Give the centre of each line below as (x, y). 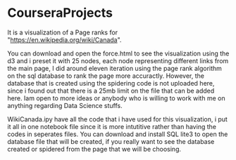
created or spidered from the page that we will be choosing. (94, 149)
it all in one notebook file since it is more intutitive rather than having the (112, 126)
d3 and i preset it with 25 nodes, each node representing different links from (118, 60)
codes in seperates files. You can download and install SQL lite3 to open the (118, 134)
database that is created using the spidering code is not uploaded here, (111, 83)
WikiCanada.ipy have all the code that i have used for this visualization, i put (117, 119)
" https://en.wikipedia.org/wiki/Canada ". (64, 39)
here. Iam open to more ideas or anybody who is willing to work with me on (116, 98)
